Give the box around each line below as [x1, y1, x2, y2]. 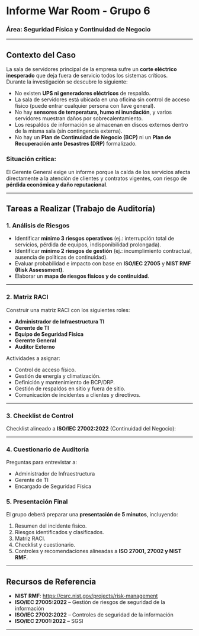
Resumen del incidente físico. [14, 522, 87, 529]
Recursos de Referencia [6, 576, 97, 587]
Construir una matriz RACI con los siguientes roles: [6, 306, 130, 313]
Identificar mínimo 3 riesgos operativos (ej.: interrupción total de [14, 235, 175, 242]
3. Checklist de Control [6, 412, 74, 420]
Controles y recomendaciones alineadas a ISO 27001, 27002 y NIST [14, 548, 182, 555]
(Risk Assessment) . [14, 266, 64, 274]
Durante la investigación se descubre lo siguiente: [6, 78, 128, 85]
